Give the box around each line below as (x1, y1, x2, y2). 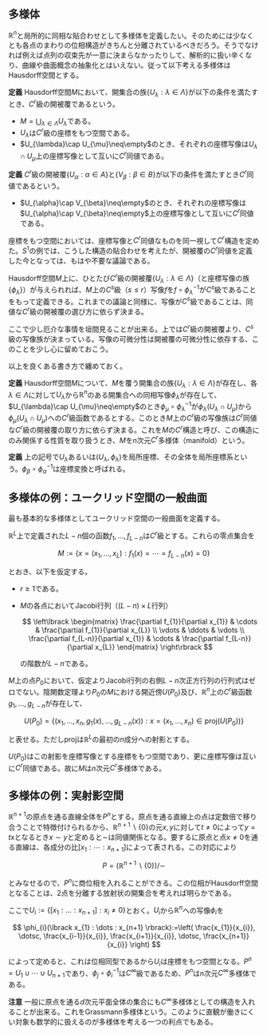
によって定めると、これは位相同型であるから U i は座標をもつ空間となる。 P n (8, 955, 253, 968)
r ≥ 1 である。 (19, 584, 64, 593)
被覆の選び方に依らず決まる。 (50, 307, 149, 317)
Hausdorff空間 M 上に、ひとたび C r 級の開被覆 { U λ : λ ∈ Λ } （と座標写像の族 (8, 271, 250, 285)
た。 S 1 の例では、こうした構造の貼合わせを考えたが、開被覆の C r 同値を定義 (8, 244, 253, 256)
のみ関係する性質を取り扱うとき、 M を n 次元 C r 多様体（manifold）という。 (8, 434, 249, 445)
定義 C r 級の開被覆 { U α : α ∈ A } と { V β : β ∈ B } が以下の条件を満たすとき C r (8, 168, 247, 181)
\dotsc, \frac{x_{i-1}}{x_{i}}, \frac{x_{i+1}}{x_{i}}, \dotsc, (18, 931, 202, 941)
